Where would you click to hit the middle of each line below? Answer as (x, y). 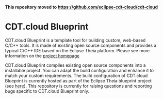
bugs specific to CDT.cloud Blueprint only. (47, 91)
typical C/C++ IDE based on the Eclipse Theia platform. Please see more (77, 50)
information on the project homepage (42, 56)
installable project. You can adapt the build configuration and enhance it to (80, 70)
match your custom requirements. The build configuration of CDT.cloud (76, 76)
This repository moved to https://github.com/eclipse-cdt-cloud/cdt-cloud (81, 7)
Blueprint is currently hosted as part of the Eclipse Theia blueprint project (78, 80)
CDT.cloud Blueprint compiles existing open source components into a (75, 65)
